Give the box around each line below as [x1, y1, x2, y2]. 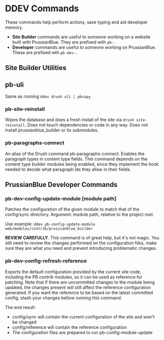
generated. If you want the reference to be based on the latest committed [5, 289, 153, 295]
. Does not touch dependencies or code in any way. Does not [24, 122, 148, 128]
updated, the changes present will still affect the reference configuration [5, 284, 151, 290]
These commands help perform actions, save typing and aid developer [5, 19, 148, 25]
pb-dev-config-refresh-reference [5, 258, 87, 264]
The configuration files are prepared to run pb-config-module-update [12, 329, 153, 335]
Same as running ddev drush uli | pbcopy [5, 94, 91, 100]
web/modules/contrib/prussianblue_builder [5, 226, 93, 231]
